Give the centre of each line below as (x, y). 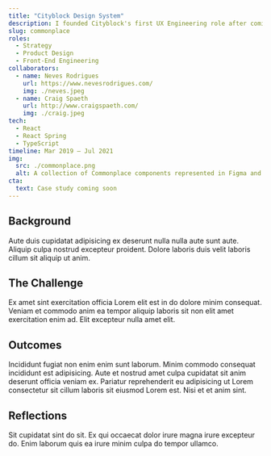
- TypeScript (38, 143)
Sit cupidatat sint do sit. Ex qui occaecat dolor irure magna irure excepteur (132, 435)
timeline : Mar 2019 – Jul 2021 (61, 151)
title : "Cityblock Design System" (67, 16)
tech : (17, 121)
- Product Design (45, 53)
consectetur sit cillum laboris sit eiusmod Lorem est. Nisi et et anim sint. (128, 390)
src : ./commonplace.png (55, 166)
